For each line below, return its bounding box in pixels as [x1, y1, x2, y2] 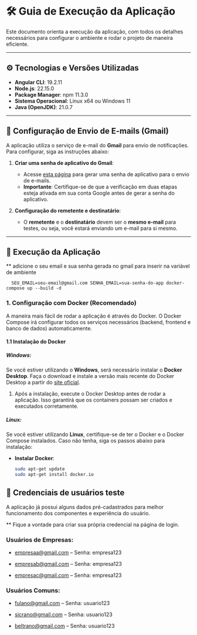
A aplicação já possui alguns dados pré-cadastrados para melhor [6, 503, 164, 511]
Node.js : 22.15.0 [14, 85, 55, 92]
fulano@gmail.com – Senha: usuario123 [14, 600, 110, 607]
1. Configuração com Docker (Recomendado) [6, 299, 137, 307]
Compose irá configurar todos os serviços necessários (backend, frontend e [6, 318, 191, 326]
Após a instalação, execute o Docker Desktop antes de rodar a [14, 390, 166, 397]
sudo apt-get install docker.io [14, 472, 94, 478]
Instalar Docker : [14, 455, 55, 462]
